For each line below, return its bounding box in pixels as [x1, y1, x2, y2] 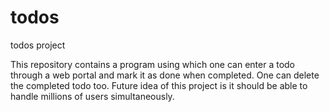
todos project [10, 39, 66, 51]
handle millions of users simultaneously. [10, 90, 175, 102]
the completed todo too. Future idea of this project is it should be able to [10, 79, 308, 91]
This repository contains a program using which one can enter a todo [10, 58, 296, 70]
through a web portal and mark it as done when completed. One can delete [10, 69, 320, 81]
